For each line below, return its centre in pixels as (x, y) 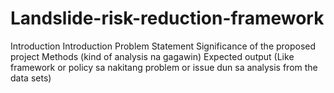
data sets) (31, 78)
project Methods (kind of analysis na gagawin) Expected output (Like (152, 56)
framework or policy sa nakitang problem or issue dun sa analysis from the (164, 67)
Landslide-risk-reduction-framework (167, 18)
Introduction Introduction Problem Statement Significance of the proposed (163, 46)
